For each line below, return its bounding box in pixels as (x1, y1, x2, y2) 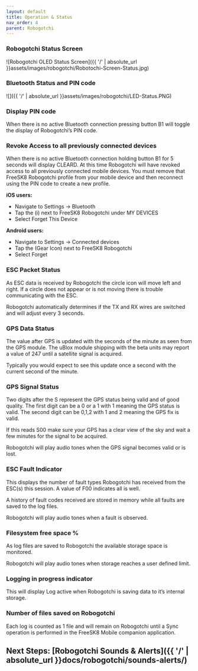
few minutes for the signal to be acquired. (6, 432, 108, 440)
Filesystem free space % (6, 529, 79, 537)
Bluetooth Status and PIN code (6, 79, 96, 87)
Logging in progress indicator (6, 574, 93, 582)
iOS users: (6, 191, 33, 198)
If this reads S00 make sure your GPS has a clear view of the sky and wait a (6, 426, 190, 434)
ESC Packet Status (6, 266, 61, 274)
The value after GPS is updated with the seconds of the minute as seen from (6, 338, 192, 345)
